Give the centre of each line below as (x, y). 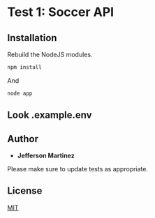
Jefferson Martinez (46, 155)
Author (23, 139)
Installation (32, 38)
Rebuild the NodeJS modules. (50, 54)
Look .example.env (50, 115)
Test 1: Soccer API (60, 12)
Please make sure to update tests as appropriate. (78, 169)
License (25, 191)
